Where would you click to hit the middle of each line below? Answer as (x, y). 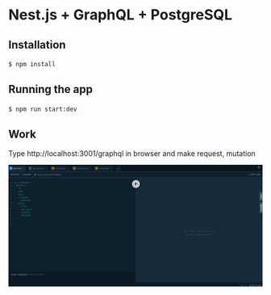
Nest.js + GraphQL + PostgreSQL (120, 15)
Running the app (50, 89)
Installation (37, 45)
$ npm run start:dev (43, 109)
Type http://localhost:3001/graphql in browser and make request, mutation (132, 154)
